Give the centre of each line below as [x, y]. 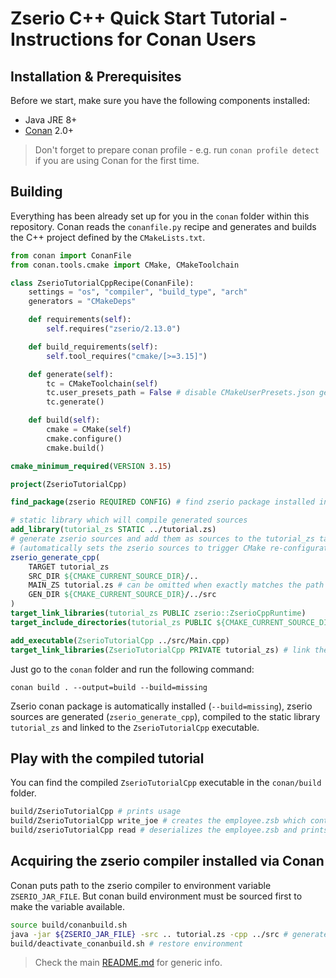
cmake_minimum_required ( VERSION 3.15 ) [91, 466]
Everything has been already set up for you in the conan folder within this [160, 216]
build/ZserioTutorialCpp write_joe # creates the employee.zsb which [158, 821]
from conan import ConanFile [71, 255]
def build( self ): [64, 420]
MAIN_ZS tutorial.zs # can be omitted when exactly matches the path [176, 585]
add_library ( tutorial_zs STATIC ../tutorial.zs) [113, 530]
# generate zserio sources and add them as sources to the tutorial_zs [162, 539]
